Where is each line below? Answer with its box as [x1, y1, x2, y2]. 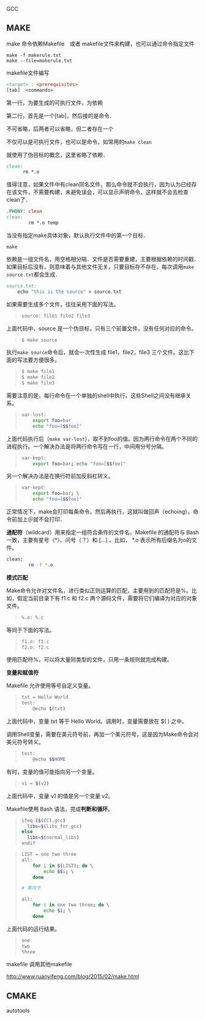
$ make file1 [21, 368, 55, 375]
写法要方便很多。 [17, 356, 60, 364]
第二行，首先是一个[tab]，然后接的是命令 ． [6, 112, 113, 119]
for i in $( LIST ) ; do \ [32, 863, 94, 869]
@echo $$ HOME [32, 756, 66, 762]
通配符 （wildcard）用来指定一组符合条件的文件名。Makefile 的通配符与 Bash [6, 529, 199, 536]
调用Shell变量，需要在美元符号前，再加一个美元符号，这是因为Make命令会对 [6, 731, 199, 738]
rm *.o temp [28, 220, 59, 226]
